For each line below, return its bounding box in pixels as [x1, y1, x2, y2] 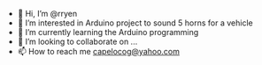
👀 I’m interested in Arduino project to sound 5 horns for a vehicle [17, 18, 254, 28]
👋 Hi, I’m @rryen [17, 9, 78, 18]
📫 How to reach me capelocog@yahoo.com [17, 47, 180, 56]
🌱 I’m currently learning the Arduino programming [17, 27, 199, 37]
